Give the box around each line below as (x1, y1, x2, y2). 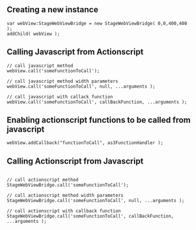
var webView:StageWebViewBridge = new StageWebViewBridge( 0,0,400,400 (7, 20, 187, 26)
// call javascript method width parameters (7, 78, 118, 84)
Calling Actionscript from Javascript (7, 156, 144, 166)
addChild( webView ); (7, 31, 60, 37)
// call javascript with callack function (7, 94, 113, 100)
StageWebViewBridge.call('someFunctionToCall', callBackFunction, (7, 213, 174, 219)
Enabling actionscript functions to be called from (7, 115, 191, 125)
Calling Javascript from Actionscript (7, 47, 144, 57)
